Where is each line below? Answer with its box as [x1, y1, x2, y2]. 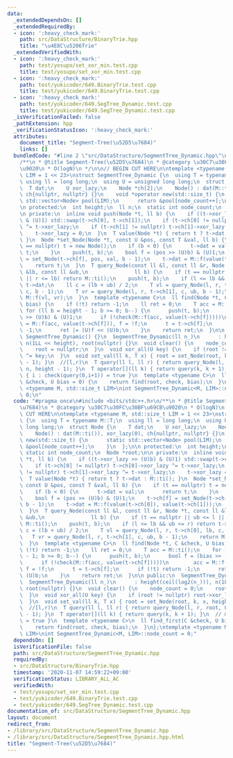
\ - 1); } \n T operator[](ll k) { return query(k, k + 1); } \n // [19, 611, 222, 618]
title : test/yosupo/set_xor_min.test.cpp [19, 68, 141, 75]
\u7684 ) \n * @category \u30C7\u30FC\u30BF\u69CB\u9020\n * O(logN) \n [19, 404, 225, 411]
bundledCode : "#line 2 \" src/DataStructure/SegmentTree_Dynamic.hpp [13, 152, 216, 160]
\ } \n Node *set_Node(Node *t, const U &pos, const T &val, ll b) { [19, 236, 225, 243]
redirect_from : [7, 720, 51, 728]
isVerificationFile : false [13, 643, 92, 650]
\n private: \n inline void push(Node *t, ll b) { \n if [19, 211, 194, 217]
